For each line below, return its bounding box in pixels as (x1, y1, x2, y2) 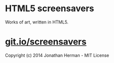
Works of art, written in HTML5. (5, 19, 68, 25)
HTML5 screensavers (5, 3, 94, 14)
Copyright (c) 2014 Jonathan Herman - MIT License (5, 52, 109, 58)
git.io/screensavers (5, 36, 87, 47)
